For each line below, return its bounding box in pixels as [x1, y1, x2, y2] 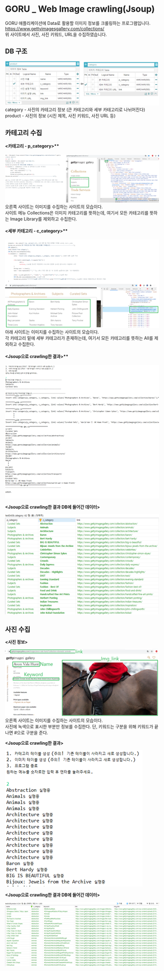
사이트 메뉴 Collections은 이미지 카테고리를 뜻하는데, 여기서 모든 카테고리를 [5, 210, 149, 216]
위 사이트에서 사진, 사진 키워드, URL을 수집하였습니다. [5, 31, 107, 37]
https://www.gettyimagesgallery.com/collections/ [5, 25, 104, 31]
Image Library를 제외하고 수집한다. [10, 216, 77, 222]
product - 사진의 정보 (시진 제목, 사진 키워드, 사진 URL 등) [5, 113, 116, 119]
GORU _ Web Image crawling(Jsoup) [5, 3, 155, 15]
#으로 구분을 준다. [14, 730, 48, 735]
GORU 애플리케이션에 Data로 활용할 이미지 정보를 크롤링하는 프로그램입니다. [5, 20, 151, 26]
